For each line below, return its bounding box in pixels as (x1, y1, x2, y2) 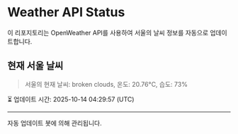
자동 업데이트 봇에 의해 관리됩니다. (7, 118, 102, 127)
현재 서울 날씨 (7, 60, 64, 72)
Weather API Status (7, 4, 125, 20)
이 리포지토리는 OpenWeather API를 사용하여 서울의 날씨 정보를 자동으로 (7, 28, 209, 37)
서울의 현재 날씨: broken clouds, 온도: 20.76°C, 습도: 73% (24, 80, 188, 88)
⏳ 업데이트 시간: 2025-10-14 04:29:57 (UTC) (7, 95, 135, 103)
